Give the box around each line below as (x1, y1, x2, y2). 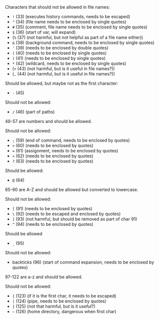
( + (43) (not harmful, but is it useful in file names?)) (12, 66, 115, 72)
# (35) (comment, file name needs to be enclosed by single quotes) (12, 24, 148, 30)
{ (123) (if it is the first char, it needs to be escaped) (12, 293, 116, 298)
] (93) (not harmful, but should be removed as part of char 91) (12, 216, 137, 222)
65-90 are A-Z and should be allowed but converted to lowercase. (5, 187, 138, 193)
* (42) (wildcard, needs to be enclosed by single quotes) (12, 61, 126, 66)
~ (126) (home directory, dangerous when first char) (12, 309, 116, 314)
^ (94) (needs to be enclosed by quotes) (12, 221, 94, 227)
